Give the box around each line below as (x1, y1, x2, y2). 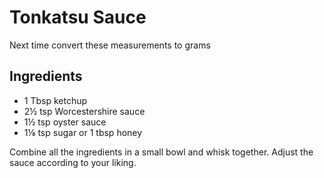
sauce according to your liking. (9, 156, 137, 168)
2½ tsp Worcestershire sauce (23, 105, 146, 117)
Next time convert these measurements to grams (9, 39, 211, 51)
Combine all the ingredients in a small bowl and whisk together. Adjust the (9, 146, 314, 158)
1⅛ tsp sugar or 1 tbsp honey (23, 126, 143, 138)
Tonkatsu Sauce (9, 6, 147, 29)
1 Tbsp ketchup (23, 94, 88, 106)
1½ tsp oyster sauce (23, 116, 107, 128)
